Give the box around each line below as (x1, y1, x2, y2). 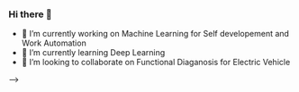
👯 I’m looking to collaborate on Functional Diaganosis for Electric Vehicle (21, 57, 291, 68)
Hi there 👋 (8, 8, 53, 21)
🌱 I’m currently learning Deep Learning (21, 47, 166, 58)
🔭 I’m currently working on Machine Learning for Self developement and (21, 29, 290, 39)
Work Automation (21, 38, 86, 48)
